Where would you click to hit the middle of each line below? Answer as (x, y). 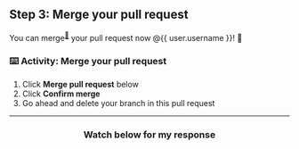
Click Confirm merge (61, 94)
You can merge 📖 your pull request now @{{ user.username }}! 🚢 (126, 37)
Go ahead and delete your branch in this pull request (118, 103)
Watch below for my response (149, 135)
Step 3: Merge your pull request (99, 15)
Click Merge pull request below (81, 84)
